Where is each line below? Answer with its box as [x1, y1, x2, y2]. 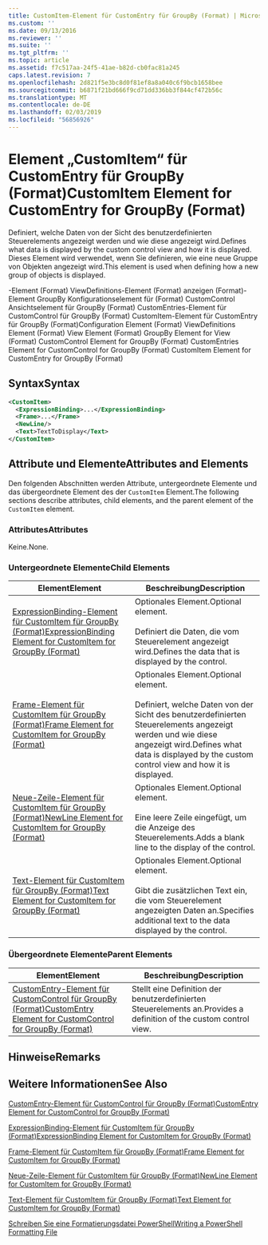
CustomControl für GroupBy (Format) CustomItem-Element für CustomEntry [8, 311, 258, 321]
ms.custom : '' [8, 19, 56, 27]
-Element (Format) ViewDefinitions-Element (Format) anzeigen [8, 285, 214, 295]
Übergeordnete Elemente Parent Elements [8, 949, 173, 960]
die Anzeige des [134, 822, 195, 833]
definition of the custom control [131, 1013, 250, 1024]
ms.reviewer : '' [8, 34, 62, 42]
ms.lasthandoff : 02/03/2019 [8, 109, 102, 117]
